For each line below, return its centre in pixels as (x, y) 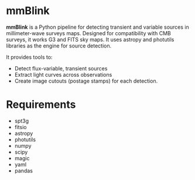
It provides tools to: (29, 57)
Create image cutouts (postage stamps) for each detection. (86, 81)
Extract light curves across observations (63, 74)
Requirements (41, 105)
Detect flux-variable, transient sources (61, 68)
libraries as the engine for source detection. (59, 46)
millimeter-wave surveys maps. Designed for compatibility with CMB (88, 33)
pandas (24, 171)
